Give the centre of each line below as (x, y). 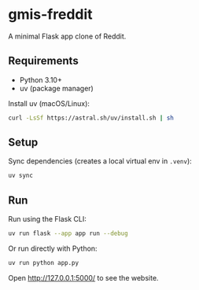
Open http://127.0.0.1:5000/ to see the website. (83, 277)
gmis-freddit (50, 15)
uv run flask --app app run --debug (68, 233)
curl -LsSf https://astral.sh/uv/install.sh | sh (91, 118)
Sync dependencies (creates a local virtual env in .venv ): (100, 161)
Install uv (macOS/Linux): (49, 103)
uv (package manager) (57, 88)
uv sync (21, 176)
